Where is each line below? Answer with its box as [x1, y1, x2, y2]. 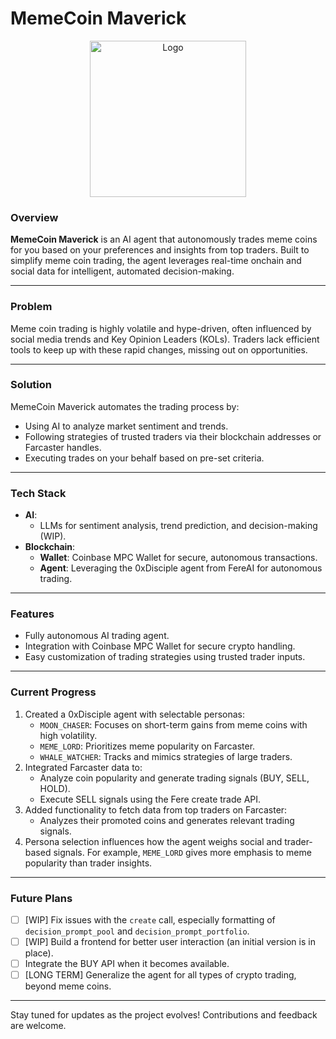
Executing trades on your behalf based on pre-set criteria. [24, 452, 265, 464]
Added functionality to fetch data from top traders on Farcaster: [24, 803, 288, 816]
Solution [10, 378, 53, 392]
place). [24, 947, 54, 959]
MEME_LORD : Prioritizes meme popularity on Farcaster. [39, 740, 256, 752]
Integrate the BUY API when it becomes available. [24, 958, 230, 970]
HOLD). [39, 782, 71, 794]
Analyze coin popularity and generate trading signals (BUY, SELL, [39, 772, 310, 784]
